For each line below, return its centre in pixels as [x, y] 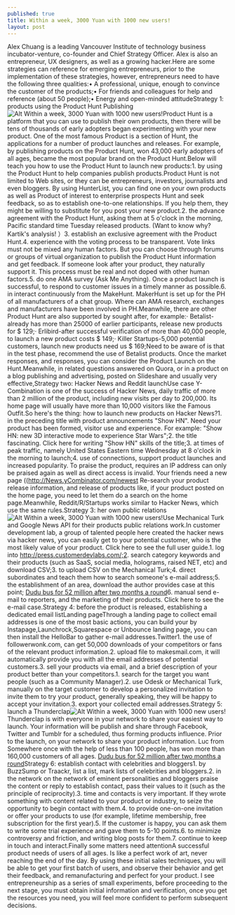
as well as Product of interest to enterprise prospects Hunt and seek [106, 196]
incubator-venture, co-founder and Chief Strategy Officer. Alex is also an [113, 54]
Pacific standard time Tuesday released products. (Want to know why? [109, 226]
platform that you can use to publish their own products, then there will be [114, 121]
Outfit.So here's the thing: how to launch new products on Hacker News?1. [115, 413]
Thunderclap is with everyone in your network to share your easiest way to [115, 719]
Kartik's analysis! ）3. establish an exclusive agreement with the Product [112, 234]
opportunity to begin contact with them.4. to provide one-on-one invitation [115, 808]
